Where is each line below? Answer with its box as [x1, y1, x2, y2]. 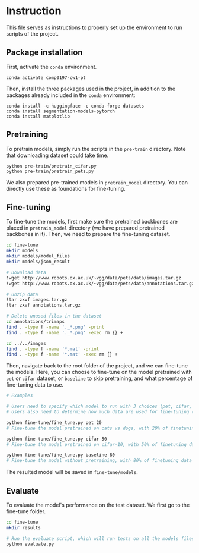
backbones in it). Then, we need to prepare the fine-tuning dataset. [6, 231, 171, 238]
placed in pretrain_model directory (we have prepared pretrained [6, 224, 165, 231]
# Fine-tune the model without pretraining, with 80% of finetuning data [6, 458, 192, 464]
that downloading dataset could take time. [6, 152, 109, 159]
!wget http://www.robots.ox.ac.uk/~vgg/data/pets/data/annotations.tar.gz [6, 281, 195, 287]
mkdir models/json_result [6, 259, 70, 265]
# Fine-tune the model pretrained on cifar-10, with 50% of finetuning [6, 441, 187, 447]
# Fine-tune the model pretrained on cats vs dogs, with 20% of [6, 425, 168, 431]
